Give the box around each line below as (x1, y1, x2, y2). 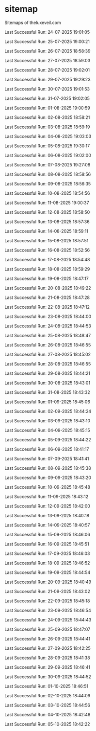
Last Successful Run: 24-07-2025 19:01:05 (4, 29, 90, 35)
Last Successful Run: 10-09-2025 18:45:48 (4, 484, 91, 490)
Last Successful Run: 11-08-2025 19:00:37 (4, 200, 89, 206)
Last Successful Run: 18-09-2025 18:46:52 (4, 560, 90, 566)
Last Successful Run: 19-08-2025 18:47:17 (4, 275, 89, 281)
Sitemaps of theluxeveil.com (4, 20, 61, 25)
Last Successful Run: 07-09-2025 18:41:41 (4, 456, 89, 461)
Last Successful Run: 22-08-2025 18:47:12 (4, 304, 90, 310)
